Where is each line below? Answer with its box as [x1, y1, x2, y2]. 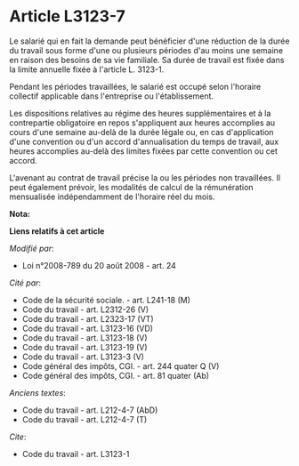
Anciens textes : [9, 387, 67, 398]
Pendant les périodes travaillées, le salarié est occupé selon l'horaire [9, 81, 262, 92]
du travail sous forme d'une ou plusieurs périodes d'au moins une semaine [9, 44, 283, 55]
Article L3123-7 [9, 6, 126, 27]
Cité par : [9, 277, 42, 288]
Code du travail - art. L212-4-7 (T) [21, 414, 148, 424]
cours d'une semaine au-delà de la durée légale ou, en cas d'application [9, 126, 274, 137]
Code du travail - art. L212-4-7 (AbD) [21, 405, 158, 415]
